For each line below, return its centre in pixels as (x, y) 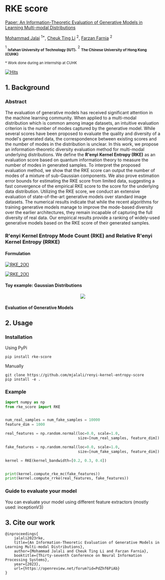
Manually (14, 366)
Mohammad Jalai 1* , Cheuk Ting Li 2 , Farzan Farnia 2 (59, 38)
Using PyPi (16, 348)
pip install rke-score (28, 357)
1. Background (28, 88)
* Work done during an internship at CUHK (41, 63)
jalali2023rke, (30, 538)
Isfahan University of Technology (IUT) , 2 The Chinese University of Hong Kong (77, 48)
